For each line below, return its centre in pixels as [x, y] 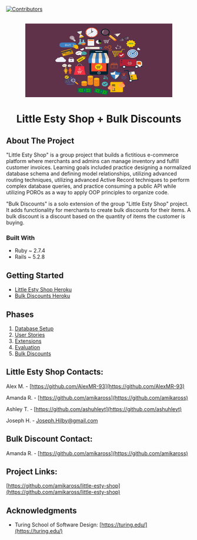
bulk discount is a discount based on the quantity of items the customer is [96, 216]
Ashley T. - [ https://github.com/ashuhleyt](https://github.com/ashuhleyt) [94, 409]
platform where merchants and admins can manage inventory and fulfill [93, 161]
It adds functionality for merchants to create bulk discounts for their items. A [98, 210]
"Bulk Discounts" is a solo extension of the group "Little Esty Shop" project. [98, 204]
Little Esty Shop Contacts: [55, 372]
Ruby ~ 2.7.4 [30, 251]
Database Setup [34, 328]
